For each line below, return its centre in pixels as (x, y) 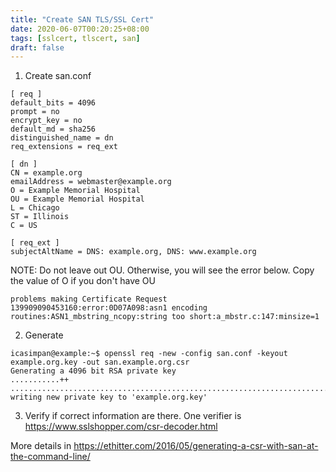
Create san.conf (58, 76)
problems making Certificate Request (89, 299)
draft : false (37, 47)
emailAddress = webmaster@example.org (91, 182)
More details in (41, 446)
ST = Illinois (40, 217)
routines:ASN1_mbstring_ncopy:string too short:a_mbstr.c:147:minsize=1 (165, 317)
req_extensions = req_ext (64, 147)
